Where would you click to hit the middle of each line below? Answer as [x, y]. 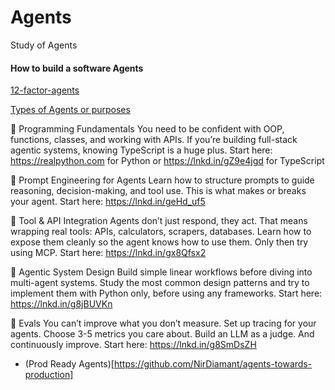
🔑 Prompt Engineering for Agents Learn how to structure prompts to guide [162, 180]
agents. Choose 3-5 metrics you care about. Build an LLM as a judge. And [162, 334]
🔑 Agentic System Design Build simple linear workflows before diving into [161, 272]
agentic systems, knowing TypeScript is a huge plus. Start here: [141, 150]
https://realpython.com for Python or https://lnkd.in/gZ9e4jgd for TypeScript [167, 161]
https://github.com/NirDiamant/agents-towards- [213, 364]
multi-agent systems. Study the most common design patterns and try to [160, 283]
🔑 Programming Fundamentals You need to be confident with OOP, [147, 129]
